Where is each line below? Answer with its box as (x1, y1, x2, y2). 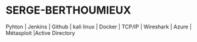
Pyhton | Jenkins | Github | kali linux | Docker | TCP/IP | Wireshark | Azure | (5, 23, 192, 30)
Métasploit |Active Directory (5, 29, 75, 36)
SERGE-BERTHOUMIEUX (5, 4, 131, 17)
